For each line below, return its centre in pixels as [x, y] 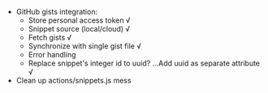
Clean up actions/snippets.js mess [73, 80]
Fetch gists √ [50, 37]
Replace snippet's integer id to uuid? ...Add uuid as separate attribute [144, 63]
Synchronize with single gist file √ [85, 46]
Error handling [52, 55]
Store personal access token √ [79, 20]
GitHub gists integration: [57, 12]
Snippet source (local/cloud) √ [79, 29]
